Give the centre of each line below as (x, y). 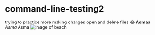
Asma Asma (17, 27)
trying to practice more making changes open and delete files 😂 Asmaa (78, 22)
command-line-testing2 (55, 9)
